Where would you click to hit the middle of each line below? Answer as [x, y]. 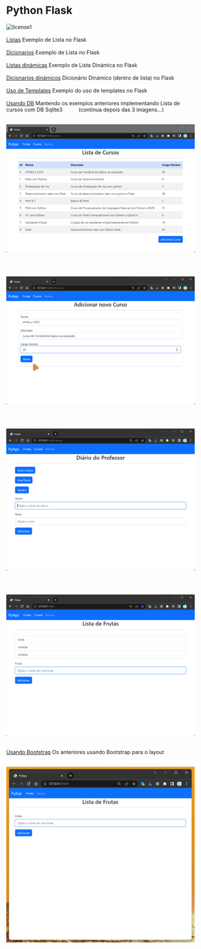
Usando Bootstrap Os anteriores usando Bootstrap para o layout [85, 752]
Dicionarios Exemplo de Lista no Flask [53, 52]
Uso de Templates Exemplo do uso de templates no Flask [77, 90]
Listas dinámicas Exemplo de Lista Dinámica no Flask [72, 65]
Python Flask [39, 10]
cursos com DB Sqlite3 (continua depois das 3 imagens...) [85, 109]
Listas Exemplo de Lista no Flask [46, 39]
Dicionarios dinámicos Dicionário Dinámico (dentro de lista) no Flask [90, 78]
